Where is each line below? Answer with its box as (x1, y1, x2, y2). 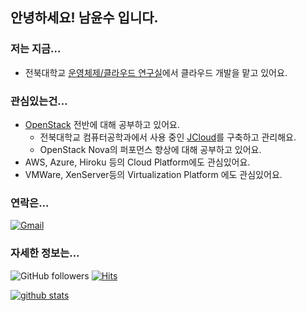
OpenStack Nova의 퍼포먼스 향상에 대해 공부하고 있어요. (39, 143, 262, 155)
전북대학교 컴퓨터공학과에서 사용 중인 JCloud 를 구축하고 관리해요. (39, 131, 297, 143)
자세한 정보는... (10, 246, 80, 260)
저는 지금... (10, 42, 62, 56)
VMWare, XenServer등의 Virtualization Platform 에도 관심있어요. (24, 168, 283, 180)
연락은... (10, 196, 50, 210)
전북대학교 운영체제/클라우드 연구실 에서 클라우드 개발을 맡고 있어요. (24, 66, 288, 78)
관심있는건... (10, 94, 68, 108)
